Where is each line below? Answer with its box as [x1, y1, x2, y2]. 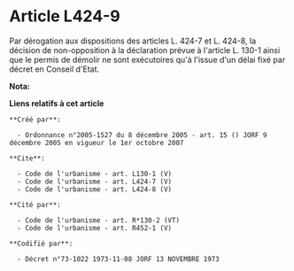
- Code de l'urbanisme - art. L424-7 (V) [17, 177, 173, 186]
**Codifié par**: [9, 239, 73, 248]
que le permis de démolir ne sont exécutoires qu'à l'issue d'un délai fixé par [9, 54, 286, 65]
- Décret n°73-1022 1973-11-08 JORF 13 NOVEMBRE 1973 [17, 254, 220, 263]
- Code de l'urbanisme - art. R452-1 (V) [17, 223, 173, 232]
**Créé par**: [9, 115, 62, 124]
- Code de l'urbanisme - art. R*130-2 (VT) [17, 215, 180, 225]
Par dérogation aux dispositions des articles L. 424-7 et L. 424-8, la [9, 35, 257, 46]
